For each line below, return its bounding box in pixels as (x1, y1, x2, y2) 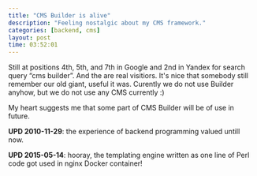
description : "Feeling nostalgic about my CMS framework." (8, 19, 207, 27)
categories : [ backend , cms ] (8, 26, 101, 34)
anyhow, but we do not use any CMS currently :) (8, 88, 165, 97)
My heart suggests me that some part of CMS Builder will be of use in (8, 103, 235, 113)
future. (8, 111, 30, 121)
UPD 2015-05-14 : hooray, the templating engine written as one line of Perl (8, 151, 250, 160)
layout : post (8, 33, 51, 42)
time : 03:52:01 (8, 41, 58, 49)
